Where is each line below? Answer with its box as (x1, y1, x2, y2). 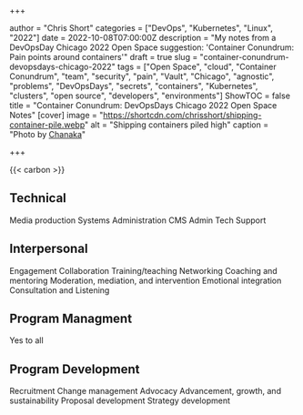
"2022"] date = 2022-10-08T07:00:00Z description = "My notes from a (9, 33, 277, 43)
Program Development (9, 361, 140, 377)
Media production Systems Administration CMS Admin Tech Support (9, 215, 267, 226)
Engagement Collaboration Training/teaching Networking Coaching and (9, 265, 278, 276)
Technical (9, 190, 66, 206)
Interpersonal (9, 241, 88, 257)
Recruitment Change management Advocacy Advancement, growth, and (9, 386, 282, 397)
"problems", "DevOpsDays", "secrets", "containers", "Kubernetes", (9, 81, 258, 91)
